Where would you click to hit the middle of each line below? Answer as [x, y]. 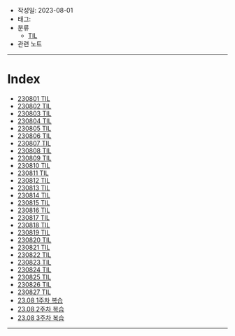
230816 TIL [34, 210]
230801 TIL [34, 98]
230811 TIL [33, 173]
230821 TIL [34, 247]
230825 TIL [34, 277]
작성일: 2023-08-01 [45, 10]
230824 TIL [34, 269]
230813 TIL [34, 188]
